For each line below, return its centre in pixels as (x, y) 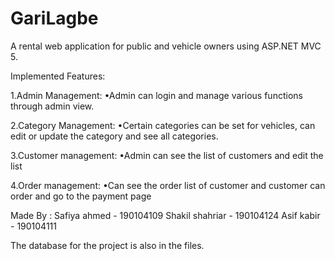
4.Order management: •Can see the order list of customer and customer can (168, 185)
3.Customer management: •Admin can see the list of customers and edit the (167, 155)
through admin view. (52, 106)
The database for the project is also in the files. (107, 245)
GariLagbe (54, 18)
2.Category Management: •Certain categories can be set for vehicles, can (163, 125)
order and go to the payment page (81, 196)
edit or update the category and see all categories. (114, 136)
